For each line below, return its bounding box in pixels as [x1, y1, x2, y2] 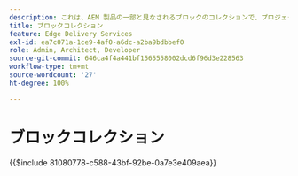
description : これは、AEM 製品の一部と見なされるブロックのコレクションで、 [9, 12, 262, 22]
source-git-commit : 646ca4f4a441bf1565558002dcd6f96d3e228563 [9, 54, 244, 63]
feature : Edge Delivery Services [9, 29, 133, 38]
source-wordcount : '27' [9, 71, 98, 80]
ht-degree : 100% [9, 79, 69, 88]
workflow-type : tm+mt [9, 63, 90, 72]
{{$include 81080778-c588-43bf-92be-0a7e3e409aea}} [9, 157, 217, 168]
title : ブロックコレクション [9, 21, 104, 30]
